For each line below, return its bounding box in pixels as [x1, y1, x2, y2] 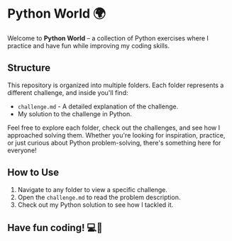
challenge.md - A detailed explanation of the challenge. [17, 102, 179, 111]
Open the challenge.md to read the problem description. [17, 193, 181, 201]
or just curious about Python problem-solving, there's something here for [7, 138, 221, 147]
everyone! [7, 146, 37, 155]
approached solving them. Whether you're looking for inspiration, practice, [7, 130, 226, 139]
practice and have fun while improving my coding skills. [7, 41, 170, 50]
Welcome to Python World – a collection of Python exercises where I [7, 33, 209, 43]
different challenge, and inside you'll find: [7, 88, 128, 96]
